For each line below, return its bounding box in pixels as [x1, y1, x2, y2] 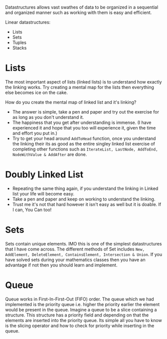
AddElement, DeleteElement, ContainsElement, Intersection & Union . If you [5, 251, 163, 257]
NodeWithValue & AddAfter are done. [12, 151, 87, 157]
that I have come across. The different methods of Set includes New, [5, 246, 145, 252]
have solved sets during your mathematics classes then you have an [5, 256, 146, 262]
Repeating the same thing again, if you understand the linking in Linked [12, 185, 159, 191]
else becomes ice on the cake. [5, 89, 68, 95]
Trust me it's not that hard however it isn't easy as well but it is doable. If [12, 201, 162, 207]
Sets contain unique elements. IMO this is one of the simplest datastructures [5, 240, 162, 246]
